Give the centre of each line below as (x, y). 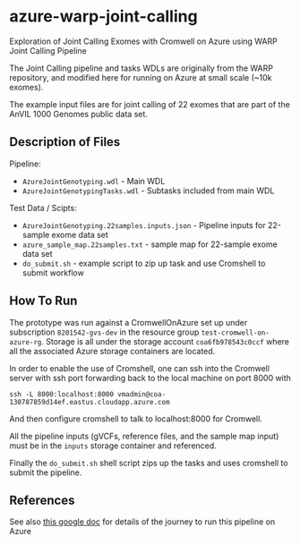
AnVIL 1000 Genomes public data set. (78, 114)
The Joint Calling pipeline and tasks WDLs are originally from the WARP (141, 68)
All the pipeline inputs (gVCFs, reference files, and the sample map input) (144, 436)
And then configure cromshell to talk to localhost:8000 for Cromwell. (136, 419)
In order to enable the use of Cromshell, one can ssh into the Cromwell (140, 368)
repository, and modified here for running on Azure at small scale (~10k (141, 77)
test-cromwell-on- (236, 333)
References (42, 500)
